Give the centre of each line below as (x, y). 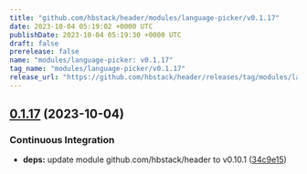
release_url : (34, 77)
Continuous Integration (62, 140)
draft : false (34, 43)
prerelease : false (44, 52)
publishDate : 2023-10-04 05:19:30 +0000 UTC (95, 35)
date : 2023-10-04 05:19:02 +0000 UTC (81, 26)
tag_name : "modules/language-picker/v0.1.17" (97, 69)
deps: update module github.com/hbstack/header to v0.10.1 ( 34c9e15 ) (155, 159)
